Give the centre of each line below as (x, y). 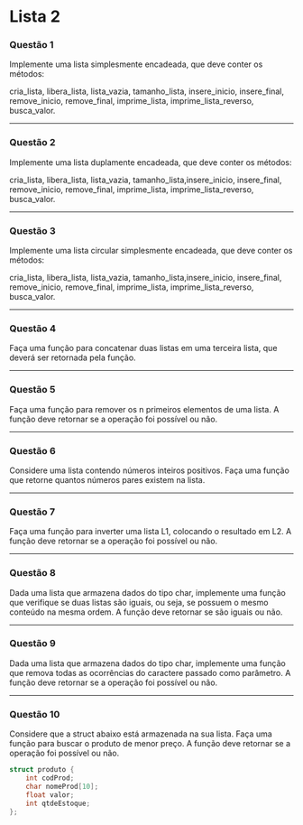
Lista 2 (35, 17)
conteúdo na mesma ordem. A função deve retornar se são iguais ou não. (146, 612)
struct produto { (42, 770)
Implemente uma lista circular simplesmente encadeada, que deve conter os (151, 251)
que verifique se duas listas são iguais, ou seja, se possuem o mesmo (139, 602)
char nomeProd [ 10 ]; (62, 786)
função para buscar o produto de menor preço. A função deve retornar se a (150, 744)
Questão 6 (32, 450)
